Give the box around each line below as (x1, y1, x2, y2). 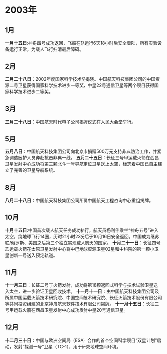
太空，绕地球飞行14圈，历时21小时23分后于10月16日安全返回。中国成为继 (5, 234, 155, 240)
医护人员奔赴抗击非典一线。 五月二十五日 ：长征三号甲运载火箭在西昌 (18, 155, 159, 161)
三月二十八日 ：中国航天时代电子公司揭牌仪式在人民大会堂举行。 (5, 119, 136, 125)
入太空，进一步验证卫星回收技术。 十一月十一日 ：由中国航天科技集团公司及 (5, 288, 159, 294)
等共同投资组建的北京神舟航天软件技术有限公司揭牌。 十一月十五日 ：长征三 (5, 301, 159, 307)
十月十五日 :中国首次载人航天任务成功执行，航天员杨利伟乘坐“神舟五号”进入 (5, 227, 159, 233)
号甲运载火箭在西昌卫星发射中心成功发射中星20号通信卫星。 (5, 307, 128, 313)
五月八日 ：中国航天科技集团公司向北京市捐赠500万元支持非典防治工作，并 (5, 148, 157, 154)
